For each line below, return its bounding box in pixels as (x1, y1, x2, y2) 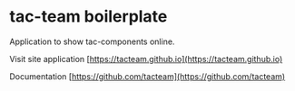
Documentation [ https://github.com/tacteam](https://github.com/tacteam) (9, 70, 286, 82)
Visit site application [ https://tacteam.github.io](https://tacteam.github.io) (9, 53, 283, 64)
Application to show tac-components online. (9, 36, 175, 47)
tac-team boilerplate (9, 6, 168, 27)
